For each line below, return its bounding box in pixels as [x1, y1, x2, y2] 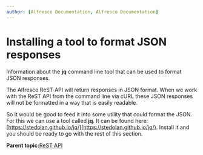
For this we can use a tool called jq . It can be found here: [6, 117, 148, 124]
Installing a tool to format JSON [6, 35, 167, 48]
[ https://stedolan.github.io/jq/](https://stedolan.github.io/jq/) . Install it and [6, 124, 190, 131]
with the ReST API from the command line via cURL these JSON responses [6, 92, 193, 100]
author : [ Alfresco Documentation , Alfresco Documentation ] [6, 8, 159, 15]
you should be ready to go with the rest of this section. [6, 130, 143, 137]
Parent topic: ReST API [6, 142, 63, 149]
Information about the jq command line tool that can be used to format [6, 68, 182, 75]
